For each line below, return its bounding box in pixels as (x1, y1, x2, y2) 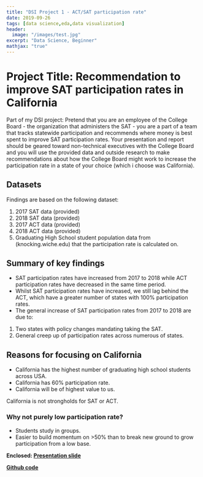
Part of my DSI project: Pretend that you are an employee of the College (6, 116, 188, 123)
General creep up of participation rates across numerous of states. (15, 332, 184, 339)
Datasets (6, 179, 42, 190)
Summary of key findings (6, 258, 105, 269)
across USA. (15, 373, 47, 380)
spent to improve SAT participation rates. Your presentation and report (6, 136, 184, 143)
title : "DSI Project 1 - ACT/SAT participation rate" (6, 9, 147, 15)
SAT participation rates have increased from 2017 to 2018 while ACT (15, 274, 188, 282)
